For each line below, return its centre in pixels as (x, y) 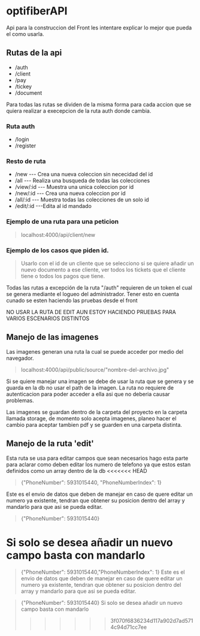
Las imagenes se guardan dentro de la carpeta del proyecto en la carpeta (97, 412)
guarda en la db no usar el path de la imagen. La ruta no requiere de (90, 387)
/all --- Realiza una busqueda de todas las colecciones (82, 180)
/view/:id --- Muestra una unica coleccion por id (74, 187)
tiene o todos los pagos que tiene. (63, 276)
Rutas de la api (34, 53)
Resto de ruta (26, 161)
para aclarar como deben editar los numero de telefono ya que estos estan (99, 464)
